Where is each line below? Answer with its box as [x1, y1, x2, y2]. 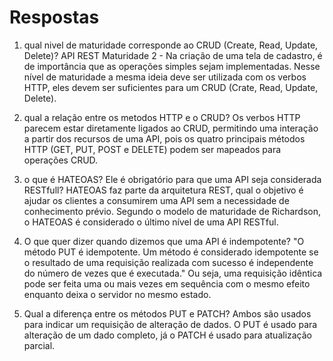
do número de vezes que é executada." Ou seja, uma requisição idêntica [23, 267, 323, 279]
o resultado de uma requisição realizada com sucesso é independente [23, 256, 314, 268]
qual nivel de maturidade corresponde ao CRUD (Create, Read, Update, [23, 39, 319, 51]
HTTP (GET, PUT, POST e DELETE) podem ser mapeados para [23, 143, 282, 155]
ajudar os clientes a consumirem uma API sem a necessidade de [23, 194, 290, 206]
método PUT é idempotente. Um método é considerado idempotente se [23, 246, 319, 258]
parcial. [23, 339, 56, 351]
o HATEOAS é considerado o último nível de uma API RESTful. [23, 216, 279, 228]
